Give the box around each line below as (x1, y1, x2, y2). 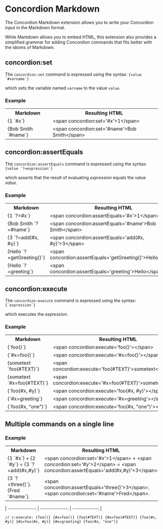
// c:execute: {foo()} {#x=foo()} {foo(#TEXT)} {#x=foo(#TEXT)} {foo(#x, (5, 515, 158, 520)
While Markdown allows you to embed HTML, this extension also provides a (5, 34, 157, 40)
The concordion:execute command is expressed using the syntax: (5, 297, 136, 303)
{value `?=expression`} (5, 166, 53, 171)
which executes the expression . (5, 311, 68, 317)
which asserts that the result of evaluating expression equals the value (5, 174, 146, 180)
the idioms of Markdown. (5, 44, 55, 50)
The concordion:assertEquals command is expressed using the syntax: (5, 161, 147, 167)
